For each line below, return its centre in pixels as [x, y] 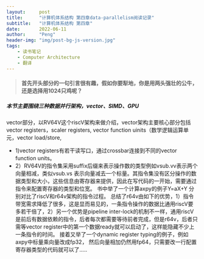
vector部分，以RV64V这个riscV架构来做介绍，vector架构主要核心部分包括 [99, 122]
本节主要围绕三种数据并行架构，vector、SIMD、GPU [72, 106]
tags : [13, 46]
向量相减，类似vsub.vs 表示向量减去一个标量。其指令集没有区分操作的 [103, 174]
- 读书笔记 [29, 52]
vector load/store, [39, 138]
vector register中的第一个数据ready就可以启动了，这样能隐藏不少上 [110, 227]
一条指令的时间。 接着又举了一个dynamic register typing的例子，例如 [102, 235]
